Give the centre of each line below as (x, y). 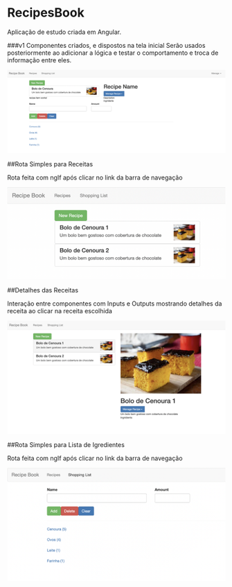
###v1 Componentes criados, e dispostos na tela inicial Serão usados (106, 45)
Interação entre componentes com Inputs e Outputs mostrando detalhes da (115, 304)
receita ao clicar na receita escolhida (60, 311)
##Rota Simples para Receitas (50, 164)
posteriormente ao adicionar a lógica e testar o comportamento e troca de (113, 53)
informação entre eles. (39, 60)
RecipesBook (46, 13)
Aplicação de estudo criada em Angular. (64, 32)
